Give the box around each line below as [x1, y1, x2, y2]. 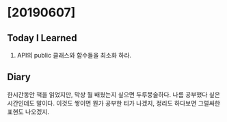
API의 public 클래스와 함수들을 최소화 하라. [16, 51, 132, 59]
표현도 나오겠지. [7, 108, 50, 116]
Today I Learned [7, 32, 77, 44]
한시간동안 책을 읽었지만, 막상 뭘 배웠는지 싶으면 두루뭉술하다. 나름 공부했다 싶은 [7, 90, 221, 99]
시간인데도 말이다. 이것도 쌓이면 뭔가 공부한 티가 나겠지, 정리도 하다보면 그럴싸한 [7, 99, 221, 107]
